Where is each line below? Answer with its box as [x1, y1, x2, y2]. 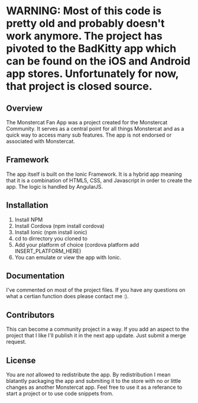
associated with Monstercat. [6, 138, 75, 144]
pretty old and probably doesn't [6, 17, 165, 30]
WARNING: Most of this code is [6, 4, 162, 18]
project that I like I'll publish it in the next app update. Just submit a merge [6, 332, 186, 339]
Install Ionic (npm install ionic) [14, 228, 87, 236]
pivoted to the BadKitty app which [6, 42, 177, 56]
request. [6, 338, 27, 346]
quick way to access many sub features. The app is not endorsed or [6, 131, 172, 138]
